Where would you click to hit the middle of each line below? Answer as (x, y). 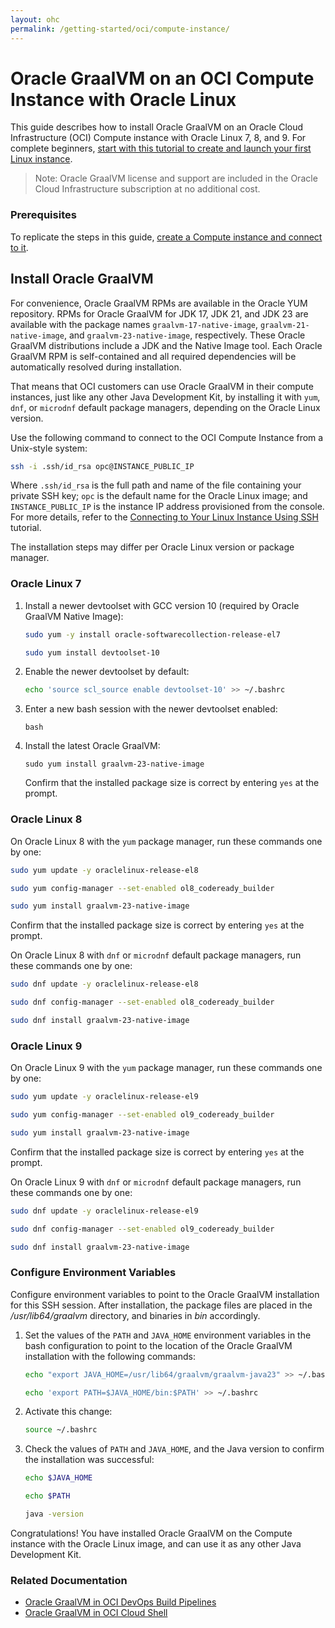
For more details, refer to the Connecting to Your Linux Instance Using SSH (164, 517)
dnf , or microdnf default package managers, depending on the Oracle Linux (165, 407)
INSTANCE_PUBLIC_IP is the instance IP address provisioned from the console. (167, 507)
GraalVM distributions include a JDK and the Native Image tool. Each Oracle (166, 345)
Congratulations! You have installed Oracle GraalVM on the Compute (151, 1533)
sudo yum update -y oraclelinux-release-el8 (104, 870)
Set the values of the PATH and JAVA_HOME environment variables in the (168, 1335)
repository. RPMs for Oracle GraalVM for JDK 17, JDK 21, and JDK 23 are (159, 313)
